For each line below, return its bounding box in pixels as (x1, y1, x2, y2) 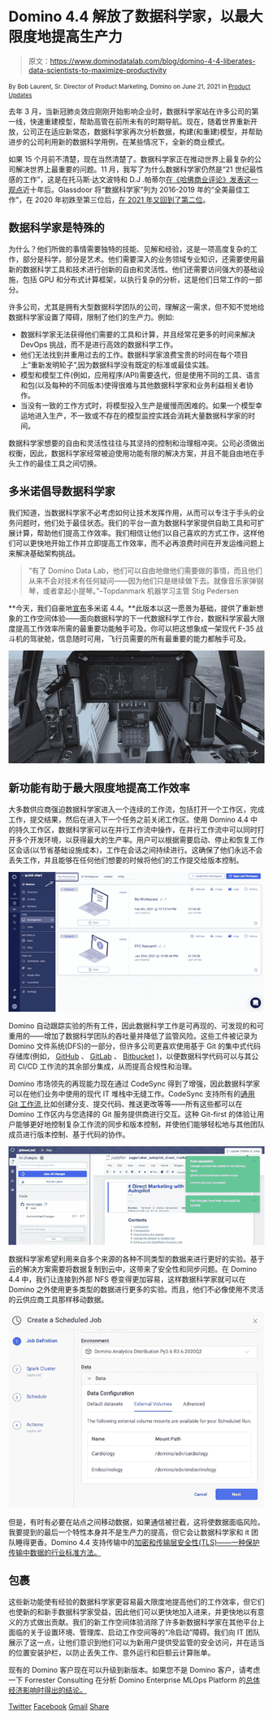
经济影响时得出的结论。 (8, 1685, 87, 1695)
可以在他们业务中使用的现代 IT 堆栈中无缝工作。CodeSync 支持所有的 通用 (8, 1088, 256, 1098)
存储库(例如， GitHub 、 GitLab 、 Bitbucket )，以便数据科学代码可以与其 (8, 1051, 252, 1061)
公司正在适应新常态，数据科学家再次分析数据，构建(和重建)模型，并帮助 (22, 127, 263, 137)
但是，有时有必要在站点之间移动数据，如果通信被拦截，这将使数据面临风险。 (8, 1517, 265, 1526)
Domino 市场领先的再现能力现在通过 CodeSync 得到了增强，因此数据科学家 (8, 1079, 261, 1088)
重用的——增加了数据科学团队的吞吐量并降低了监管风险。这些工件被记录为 (8, 1031, 258, 1040)
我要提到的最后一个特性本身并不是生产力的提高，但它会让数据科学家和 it (8, 1527, 249, 1537)
